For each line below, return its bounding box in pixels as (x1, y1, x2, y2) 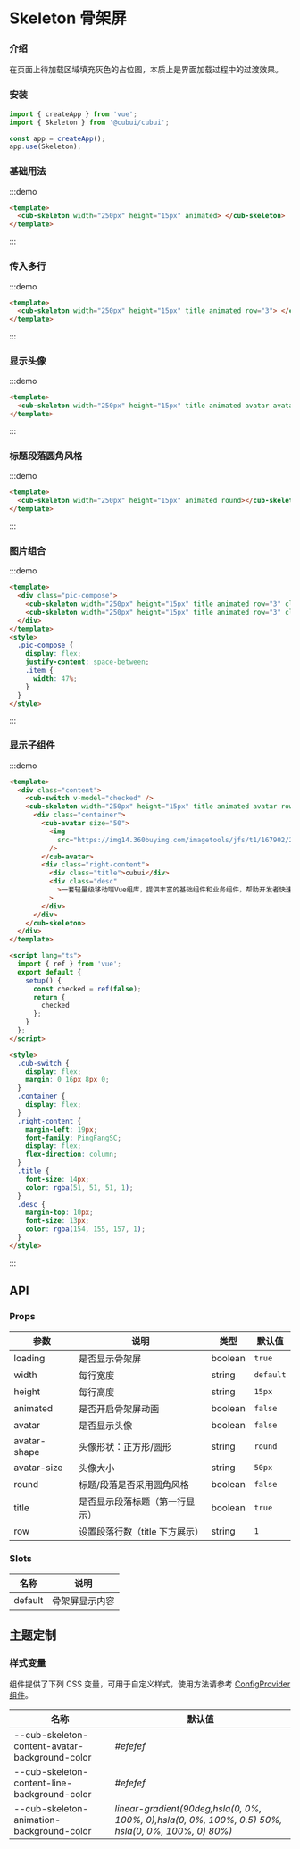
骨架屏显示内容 (52, 1594, 115, 1607)
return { (32, 992, 66, 1001)
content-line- (13, 1777, 73, 1789)
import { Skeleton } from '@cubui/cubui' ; (9, 118, 170, 127)
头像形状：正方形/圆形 (79, 1440, 171, 1452)
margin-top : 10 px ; (25, 1208, 94, 1217)
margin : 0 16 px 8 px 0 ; (25, 1075, 110, 1084)
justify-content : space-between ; (25, 657, 150, 666)
